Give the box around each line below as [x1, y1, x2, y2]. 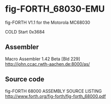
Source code [5, 75, 45, 84]
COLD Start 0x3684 [5, 29, 45, 35]
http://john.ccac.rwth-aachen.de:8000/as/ [5, 61, 90, 67]
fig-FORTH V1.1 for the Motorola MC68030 [5, 19, 91, 25]
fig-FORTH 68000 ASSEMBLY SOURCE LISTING [5, 88, 102, 94]
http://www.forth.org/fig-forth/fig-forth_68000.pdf [5, 93, 106, 99]
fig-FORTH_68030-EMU [5, 3, 105, 15]
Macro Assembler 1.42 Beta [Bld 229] [5, 56, 80, 62]
